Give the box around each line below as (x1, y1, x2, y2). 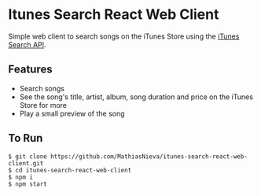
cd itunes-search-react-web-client (15, 166, 132, 174)
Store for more (19, 100, 67, 109)
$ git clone (8, 152, 47, 161)
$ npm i (8, 173, 34, 181)
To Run (8, 131, 43, 145)
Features (8, 63, 53, 76)
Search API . (8, 39, 46, 49)
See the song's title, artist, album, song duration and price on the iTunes (19, 92, 254, 102)
